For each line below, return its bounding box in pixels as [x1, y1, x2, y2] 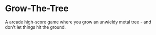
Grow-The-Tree [5, 3, 69, 14]
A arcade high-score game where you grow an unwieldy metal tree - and [5, 19, 151, 25]
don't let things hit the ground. [5, 24, 66, 30]
